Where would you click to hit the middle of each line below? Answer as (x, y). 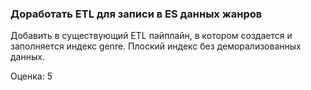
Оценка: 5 (31, 76)
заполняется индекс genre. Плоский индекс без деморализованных (156, 46)
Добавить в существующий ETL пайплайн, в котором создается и (151, 36)
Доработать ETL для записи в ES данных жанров (136, 14)
